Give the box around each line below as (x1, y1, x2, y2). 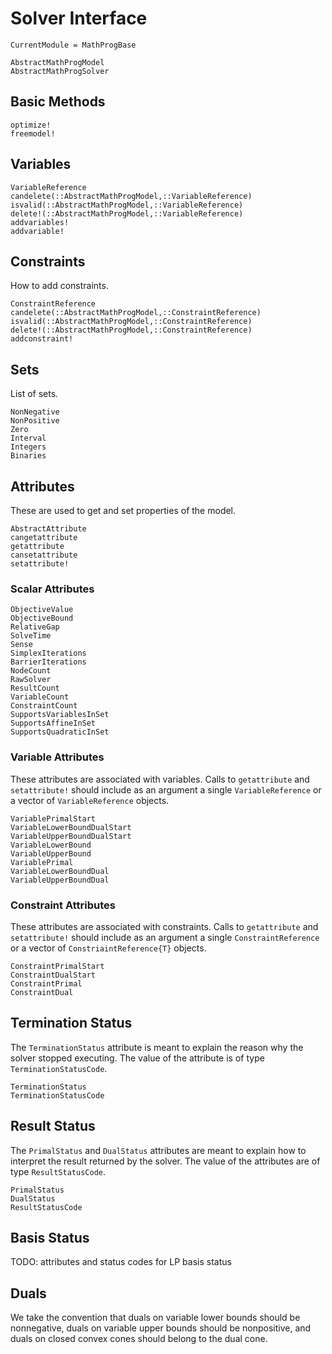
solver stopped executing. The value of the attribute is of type (10, 1052, 265, 1064)
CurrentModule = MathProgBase (10, 40, 137, 50)
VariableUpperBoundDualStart (10, 831, 132, 841)
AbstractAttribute (10, 524, 87, 534)
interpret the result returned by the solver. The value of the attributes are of (10, 1155, 321, 1167)
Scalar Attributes (10, 582, 95, 596)
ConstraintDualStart (10, 970, 97, 980)
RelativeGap (10, 622, 60, 632)
